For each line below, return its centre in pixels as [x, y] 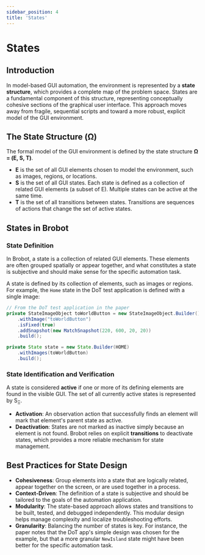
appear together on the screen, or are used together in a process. [98, 487]
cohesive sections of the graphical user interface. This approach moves [97, 105]
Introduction [31, 71]
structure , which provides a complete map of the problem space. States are [102, 92]
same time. [29, 196]
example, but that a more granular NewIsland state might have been [99, 538]
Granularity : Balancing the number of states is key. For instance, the [101, 526]
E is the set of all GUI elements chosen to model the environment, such [104, 170]
